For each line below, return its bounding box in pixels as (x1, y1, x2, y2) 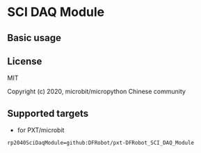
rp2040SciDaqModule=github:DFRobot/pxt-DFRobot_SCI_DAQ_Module (7, 140, 195, 147)
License (7, 55, 42, 67)
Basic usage (7, 32, 61, 44)
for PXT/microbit (17, 126, 65, 134)
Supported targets (7, 107, 89, 119)
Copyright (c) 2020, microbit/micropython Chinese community (7, 88, 186, 96)
